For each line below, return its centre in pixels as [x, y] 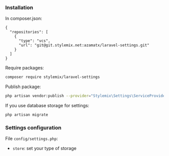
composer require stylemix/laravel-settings [53, 77]
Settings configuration [33, 127]
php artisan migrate [27, 115]
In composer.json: [24, 19]
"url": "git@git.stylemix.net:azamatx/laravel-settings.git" [84, 45]
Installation [19, 8]
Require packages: [25, 68]
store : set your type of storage [45, 148]
